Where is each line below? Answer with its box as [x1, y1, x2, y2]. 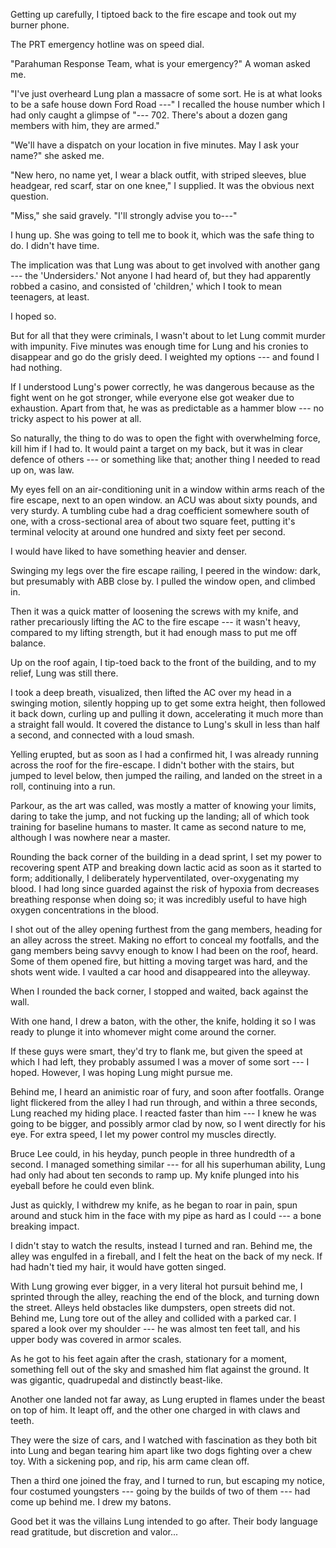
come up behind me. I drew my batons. [10, 1496, 172, 1508]
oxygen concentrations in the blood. [10, 904, 159, 916]
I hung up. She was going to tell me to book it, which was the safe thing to [10, 229, 315, 241]
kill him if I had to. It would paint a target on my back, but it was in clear [10, 443, 303, 454]
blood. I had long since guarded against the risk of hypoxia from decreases [10, 883, 320, 894]
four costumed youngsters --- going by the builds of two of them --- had [10, 1485, 311, 1497]
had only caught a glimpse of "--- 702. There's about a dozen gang [10, 109, 288, 121]
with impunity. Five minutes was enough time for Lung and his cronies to [10, 340, 309, 352]
